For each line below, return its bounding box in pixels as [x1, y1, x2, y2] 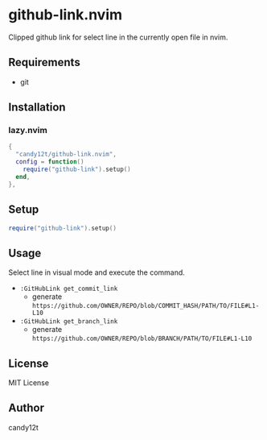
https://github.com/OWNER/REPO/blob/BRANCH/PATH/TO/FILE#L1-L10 [31, 334, 253, 343]
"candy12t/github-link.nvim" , [15, 151, 117, 159]
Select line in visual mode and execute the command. [8, 268, 185, 277]
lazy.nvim [8, 125, 48, 136]
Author [8, 401, 44, 415]
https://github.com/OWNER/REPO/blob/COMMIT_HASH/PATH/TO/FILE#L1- [31, 302, 260, 310]
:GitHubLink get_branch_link [19, 318, 118, 326]
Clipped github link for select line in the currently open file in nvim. [8, 32, 228, 42]
